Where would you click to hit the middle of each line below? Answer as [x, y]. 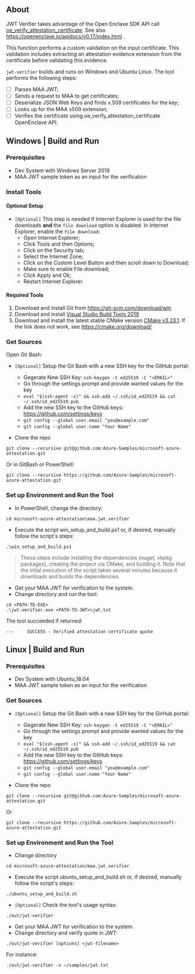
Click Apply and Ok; [47, 275]
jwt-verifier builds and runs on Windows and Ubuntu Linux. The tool [90, 71]
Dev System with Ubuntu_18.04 [52, 679]
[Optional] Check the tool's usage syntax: [66, 905]
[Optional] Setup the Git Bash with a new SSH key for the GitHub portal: [102, 366]
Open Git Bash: [24, 354]
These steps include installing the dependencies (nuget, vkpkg [96, 557]
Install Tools [24, 192]
